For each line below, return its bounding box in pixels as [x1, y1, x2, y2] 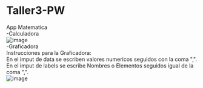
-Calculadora [6, 30, 39, 37]
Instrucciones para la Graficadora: [6, 49, 92, 56]
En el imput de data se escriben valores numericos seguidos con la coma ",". [6, 55, 197, 63]
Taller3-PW [6, 4, 65, 17]
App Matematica [6, 24, 47, 31]
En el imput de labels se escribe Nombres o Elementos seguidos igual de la [6, 61, 194, 69]
